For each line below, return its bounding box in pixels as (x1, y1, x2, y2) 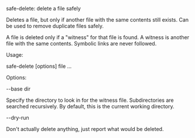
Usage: (6, 51, 23, 58)
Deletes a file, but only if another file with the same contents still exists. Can (6, 16, 189, 23)
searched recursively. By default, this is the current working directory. (6, 103, 175, 110)
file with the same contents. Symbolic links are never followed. (6, 40, 157, 47)
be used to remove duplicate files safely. (6, 23, 104, 29)
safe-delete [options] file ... (6, 63, 72, 70)
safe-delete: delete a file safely (6, 5, 81, 12)
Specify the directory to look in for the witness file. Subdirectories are (6, 96, 174, 103)
